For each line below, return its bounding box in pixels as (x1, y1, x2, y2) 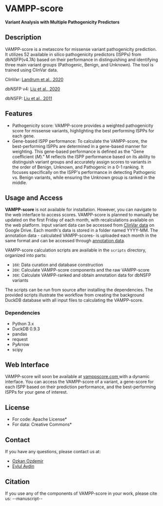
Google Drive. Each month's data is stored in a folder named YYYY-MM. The (5, 228, 158, 233)
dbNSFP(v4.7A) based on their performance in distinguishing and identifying (5, 57, 158, 63)
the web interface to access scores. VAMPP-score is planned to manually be (5, 212, 159, 218)
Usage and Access (5, 193, 63, 202)
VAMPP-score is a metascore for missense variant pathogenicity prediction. (5, 46, 157, 52)
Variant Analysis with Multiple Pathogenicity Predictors (5, 19, 120, 25)
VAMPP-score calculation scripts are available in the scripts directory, (5, 247, 147, 253)
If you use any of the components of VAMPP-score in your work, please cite (5, 490, 157, 496)
